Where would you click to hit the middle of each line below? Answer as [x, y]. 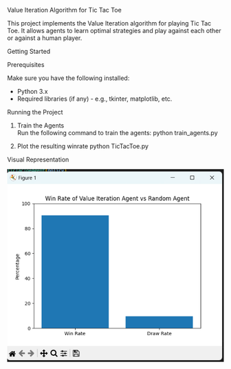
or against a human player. [45, 38]
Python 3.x [32, 91]
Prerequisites [26, 64]
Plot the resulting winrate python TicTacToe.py [83, 146]
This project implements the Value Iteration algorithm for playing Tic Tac [109, 23]
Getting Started [29, 51]
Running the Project [35, 112]
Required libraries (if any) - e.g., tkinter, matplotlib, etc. [95, 99]
